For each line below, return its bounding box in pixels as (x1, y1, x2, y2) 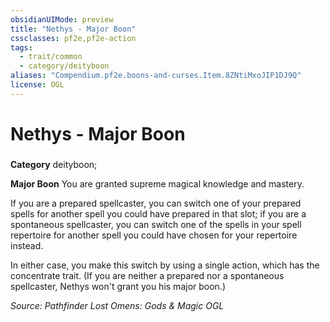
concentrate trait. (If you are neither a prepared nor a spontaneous (10, 269, 285, 281)
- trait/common (19, 52, 83, 62)
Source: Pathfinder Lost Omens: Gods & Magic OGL (10, 299, 225, 311)
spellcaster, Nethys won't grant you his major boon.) (10, 280, 227, 292)
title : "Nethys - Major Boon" (10, 24, 137, 34)
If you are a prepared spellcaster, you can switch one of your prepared (10, 197, 302, 209)
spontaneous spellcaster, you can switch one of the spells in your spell (10, 218, 302, 230)
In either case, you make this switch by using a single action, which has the (10, 259, 320, 271)
